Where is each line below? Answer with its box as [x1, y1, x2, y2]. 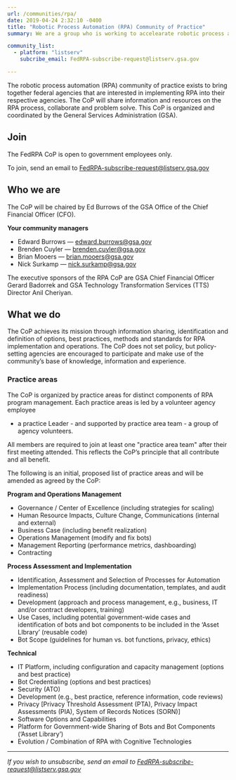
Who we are [7, 184, 61, 196]
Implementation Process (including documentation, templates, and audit [17, 583, 226, 591]
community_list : [7, 43, 55, 50]
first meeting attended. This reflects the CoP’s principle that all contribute [7, 448, 220, 456]
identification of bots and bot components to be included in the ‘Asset [17, 620, 219, 629]
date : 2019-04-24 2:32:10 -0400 [7, 17, 102, 24]
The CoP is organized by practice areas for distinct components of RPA [7, 391, 214, 399]
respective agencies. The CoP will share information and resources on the [7, 96, 221, 104]
